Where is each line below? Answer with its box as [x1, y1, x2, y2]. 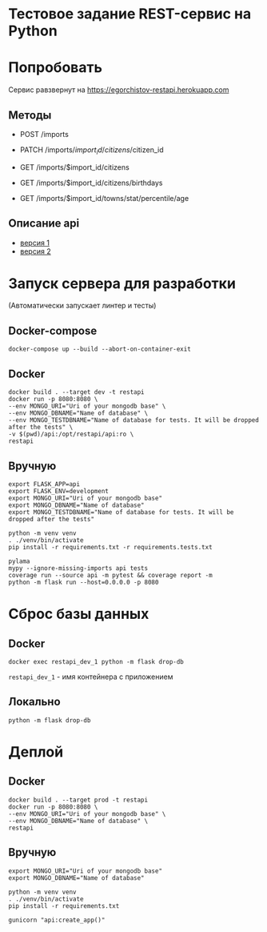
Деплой [8, 742, 64, 761]
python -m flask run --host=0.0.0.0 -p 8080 [8, 578, 159, 586]
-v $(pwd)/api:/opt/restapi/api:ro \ [8, 430, 134, 439]
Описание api [8, 217, 80, 231]
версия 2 [19, 246, 51, 256]
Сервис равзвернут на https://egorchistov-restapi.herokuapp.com [8, 85, 229, 94]
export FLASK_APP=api [8, 480, 81, 488]
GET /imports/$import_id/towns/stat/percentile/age [19, 193, 189, 203]
